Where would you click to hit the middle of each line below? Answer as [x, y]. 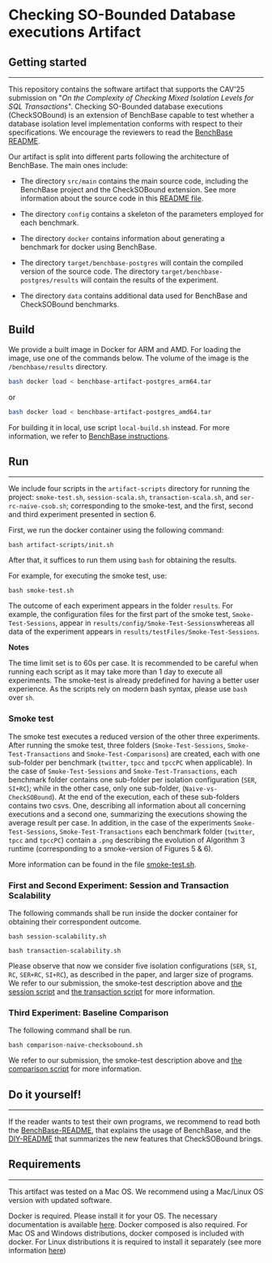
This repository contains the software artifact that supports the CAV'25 [127, 89]
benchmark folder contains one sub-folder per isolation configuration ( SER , [133, 779]
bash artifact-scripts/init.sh [61, 545]
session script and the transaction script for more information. [112, 991]
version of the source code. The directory [89, 271]
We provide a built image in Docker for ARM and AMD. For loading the [125, 349]
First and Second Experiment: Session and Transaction [119, 885]
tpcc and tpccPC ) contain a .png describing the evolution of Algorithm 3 [127, 840]
